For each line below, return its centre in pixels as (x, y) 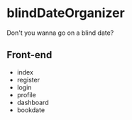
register (28, 80)
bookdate (31, 110)
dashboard (33, 102)
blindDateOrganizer (66, 13)
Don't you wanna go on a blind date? (60, 33)
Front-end (29, 55)
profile (26, 94)
